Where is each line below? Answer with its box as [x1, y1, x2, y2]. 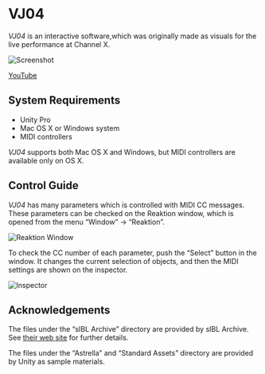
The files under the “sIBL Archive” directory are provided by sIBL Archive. [8, 325, 249, 334]
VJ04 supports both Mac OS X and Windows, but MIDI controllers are [8, 147, 236, 156]
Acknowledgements [8, 303, 111, 317]
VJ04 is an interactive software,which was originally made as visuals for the [8, 31, 257, 41]
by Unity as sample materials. [8, 356, 105, 367]
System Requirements [8, 93, 121, 108]
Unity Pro [19, 115, 51, 124]
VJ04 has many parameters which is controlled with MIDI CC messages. [8, 200, 245, 210]
